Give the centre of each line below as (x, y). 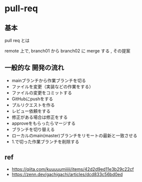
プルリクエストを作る (33, 105)
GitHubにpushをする (32, 99)
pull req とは (17, 40)
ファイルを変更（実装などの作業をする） (52, 87)
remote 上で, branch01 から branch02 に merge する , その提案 (68, 51)
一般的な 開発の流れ (34, 68)
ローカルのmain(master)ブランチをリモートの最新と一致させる (74, 136)
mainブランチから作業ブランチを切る (49, 80)
